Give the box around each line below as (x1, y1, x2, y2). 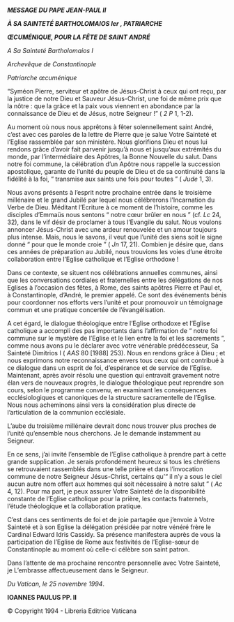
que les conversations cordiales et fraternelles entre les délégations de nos (7, 276, 223, 284)
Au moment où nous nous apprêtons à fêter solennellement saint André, (7, 123, 214, 131)
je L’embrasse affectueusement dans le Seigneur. (7, 566, 148, 575)
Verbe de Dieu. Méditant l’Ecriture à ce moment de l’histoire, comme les (7, 203, 214, 212)
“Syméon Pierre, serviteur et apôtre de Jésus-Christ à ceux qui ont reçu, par (7, 87, 226, 95)
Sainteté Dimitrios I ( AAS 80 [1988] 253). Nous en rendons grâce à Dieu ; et (7, 349, 226, 357)
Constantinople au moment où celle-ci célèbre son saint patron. (7, 545, 190, 554)
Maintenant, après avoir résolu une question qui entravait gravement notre (7, 371, 220, 379)
